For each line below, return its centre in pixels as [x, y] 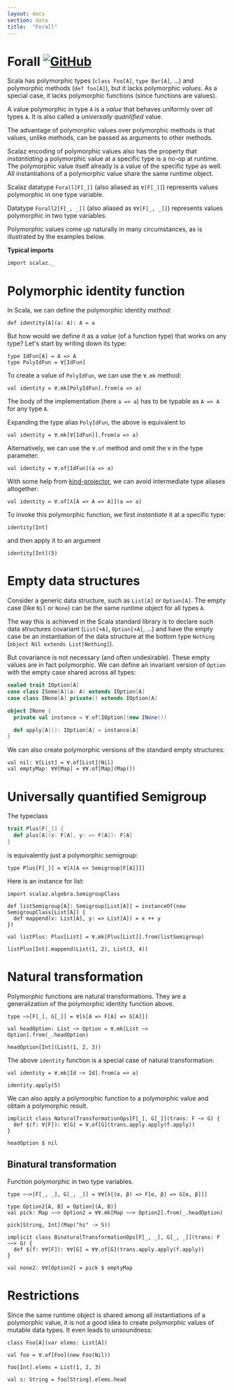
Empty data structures [74, 581]
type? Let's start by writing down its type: [67, 343]
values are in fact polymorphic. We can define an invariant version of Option [116, 665]
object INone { [29, 711]
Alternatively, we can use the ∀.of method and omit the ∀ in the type [105, 448]
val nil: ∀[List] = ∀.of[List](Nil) [60, 763]
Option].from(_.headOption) [48, 1035]
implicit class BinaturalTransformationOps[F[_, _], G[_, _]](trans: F [114, 1237]
